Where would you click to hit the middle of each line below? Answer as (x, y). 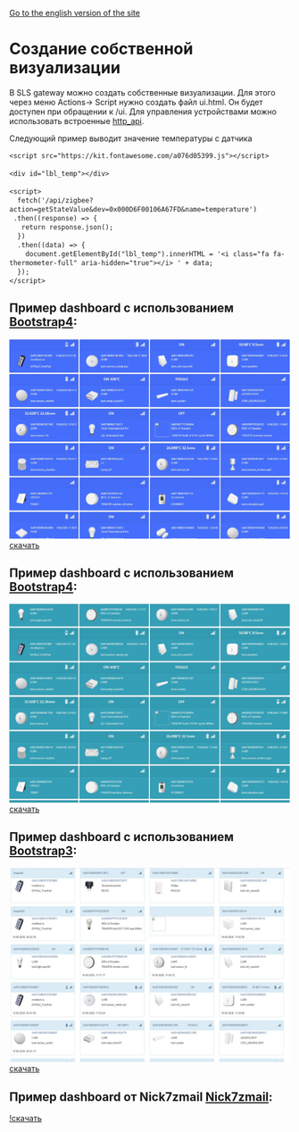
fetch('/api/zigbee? (55, 200)
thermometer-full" (43, 262)
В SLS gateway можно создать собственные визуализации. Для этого (142, 92)
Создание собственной (101, 49)
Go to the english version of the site (75, 13)
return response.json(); (67, 227)
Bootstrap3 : (43, 851)
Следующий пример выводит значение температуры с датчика (131, 138)
